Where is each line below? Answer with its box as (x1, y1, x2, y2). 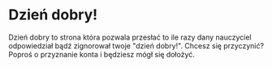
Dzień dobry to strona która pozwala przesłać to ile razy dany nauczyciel (8, 32, 252, 42)
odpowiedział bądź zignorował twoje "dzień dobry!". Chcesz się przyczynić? (8, 40, 265, 50)
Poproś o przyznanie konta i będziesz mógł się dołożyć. (8, 49, 195, 59)
